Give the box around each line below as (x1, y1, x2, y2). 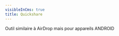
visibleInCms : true (5, 7, 45, 12)
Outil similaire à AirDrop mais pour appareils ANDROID (5, 25, 115, 31)
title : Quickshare (5, 12, 43, 17)
